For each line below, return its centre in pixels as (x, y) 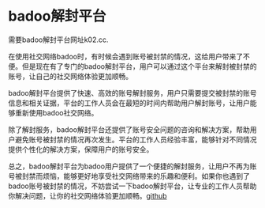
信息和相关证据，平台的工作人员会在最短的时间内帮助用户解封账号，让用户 (129, 103)
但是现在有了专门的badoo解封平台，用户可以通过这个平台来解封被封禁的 (139, 66)
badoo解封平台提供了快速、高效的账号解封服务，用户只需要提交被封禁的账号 (132, 93)
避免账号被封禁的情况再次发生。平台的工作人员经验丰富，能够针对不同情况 (136, 139)
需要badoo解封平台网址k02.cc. (58, 40)
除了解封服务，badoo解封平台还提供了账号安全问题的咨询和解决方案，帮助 (129, 129)
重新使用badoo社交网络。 (56, 112)
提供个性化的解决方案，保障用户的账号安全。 (81, 149)
